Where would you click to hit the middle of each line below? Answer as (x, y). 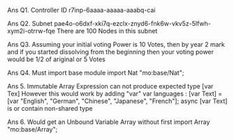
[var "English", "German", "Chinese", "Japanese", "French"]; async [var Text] (117, 101)
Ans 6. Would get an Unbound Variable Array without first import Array (109, 122)
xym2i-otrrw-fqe (31, 31)
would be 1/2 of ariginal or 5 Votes (57, 59)
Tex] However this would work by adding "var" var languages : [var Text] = (115, 94)
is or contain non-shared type (50, 108)
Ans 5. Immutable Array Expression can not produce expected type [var (110, 86)
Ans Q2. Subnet (30, 23)
